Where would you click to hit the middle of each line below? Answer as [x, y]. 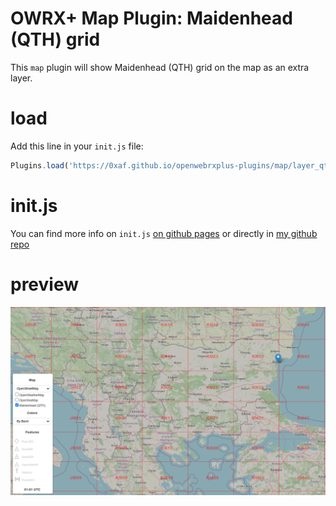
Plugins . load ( [40, 165]
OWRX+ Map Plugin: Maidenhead [151, 18]
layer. [21, 78]
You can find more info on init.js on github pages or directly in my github [164, 233]
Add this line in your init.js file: [77, 146]
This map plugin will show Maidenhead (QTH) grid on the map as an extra [160, 67]
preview [45, 284]
